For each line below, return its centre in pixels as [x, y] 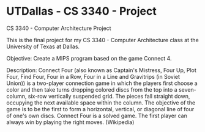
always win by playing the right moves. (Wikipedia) [70, 122]
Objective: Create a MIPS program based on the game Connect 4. [89, 58]
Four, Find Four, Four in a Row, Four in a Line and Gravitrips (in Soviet [93, 76]
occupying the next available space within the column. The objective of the [101, 103]
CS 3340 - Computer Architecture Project [59, 28]
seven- [188, 89]
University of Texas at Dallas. [43, 46]
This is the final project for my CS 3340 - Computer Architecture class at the [102, 40]
